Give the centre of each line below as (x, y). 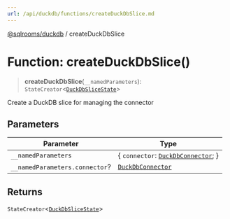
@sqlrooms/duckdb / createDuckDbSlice (66, 34)
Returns (25, 192)
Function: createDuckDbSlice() (99, 62)
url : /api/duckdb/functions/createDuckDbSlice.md (81, 14)
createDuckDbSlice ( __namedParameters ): (83, 81)
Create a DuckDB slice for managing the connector (80, 102)
